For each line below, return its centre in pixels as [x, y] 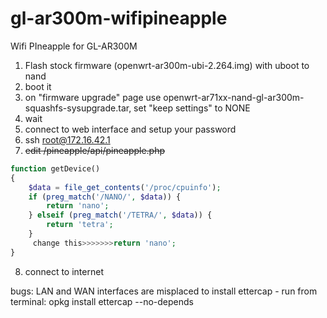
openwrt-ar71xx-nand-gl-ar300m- [234, 97]
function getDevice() [55, 168]
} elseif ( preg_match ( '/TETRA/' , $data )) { [120, 215]
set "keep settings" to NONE [192, 108]
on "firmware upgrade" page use [93, 97]
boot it [38, 86]
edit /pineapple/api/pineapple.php [95, 150]
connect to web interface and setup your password [130, 129]
